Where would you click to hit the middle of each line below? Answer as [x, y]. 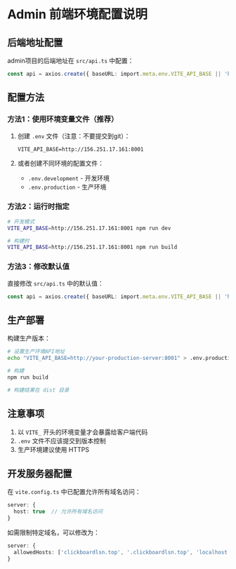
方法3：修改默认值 [39, 267]
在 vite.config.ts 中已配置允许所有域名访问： [74, 492]
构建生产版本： [29, 338]
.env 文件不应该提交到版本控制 [62, 441]
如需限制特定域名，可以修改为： [53, 532]
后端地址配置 [35, 42]
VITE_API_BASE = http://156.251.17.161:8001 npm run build [92, 247]
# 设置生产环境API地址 [36, 352]
